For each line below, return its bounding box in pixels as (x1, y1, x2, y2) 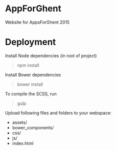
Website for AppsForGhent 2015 (5, 19, 70, 25)
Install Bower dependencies (5, 72, 61, 78)
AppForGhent (5, 3, 62, 14)
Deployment (5, 36, 56, 48)
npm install (17, 62, 40, 68)
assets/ (12, 119, 27, 125)
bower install (17, 81, 43, 87)
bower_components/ (12, 124, 54, 130)
